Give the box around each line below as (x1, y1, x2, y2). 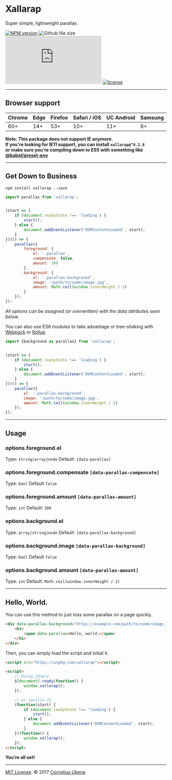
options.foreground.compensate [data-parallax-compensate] (5, 469, 160, 476)
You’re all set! (5, 754, 35, 761)
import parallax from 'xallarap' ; (5, 194, 79, 200)
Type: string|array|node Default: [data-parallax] (5, 456, 111, 462)
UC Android (106, 114, 136, 121)
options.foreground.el (5, 444, 61, 452)
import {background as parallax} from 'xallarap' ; (5, 339, 116, 344)
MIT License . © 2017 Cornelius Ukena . (5, 769, 87, 775)
